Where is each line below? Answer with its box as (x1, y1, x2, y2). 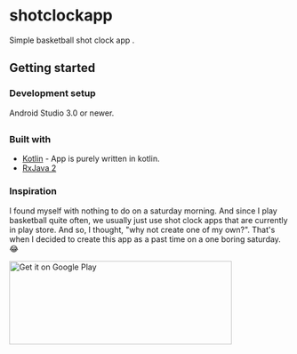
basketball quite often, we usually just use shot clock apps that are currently (9, 214, 288, 225)
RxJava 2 (21, 163, 57, 173)
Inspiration (9, 185, 58, 197)
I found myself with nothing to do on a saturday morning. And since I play (9, 205, 277, 216)
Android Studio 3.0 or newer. (9, 108, 115, 118)
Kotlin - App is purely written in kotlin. (21, 153, 160, 165)
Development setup (9, 87, 96, 100)
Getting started (9, 60, 96, 76)
